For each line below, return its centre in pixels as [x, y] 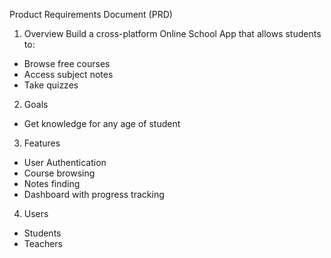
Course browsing [59, 173]
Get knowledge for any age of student [102, 123]
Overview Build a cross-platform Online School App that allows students [172, 33]
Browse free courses [67, 63]
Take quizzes [51, 85]
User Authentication [65, 162]
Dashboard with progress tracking [94, 194]
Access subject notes [68, 74]
